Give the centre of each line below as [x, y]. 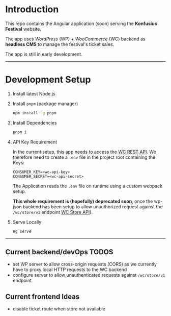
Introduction [32, 9]
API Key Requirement [35, 142]
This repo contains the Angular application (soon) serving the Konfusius [81, 23]
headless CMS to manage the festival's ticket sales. [60, 44]
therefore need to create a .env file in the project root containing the [84, 157]
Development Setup [48, 80]
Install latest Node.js [34, 93]
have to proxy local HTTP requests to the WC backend [70, 270]
